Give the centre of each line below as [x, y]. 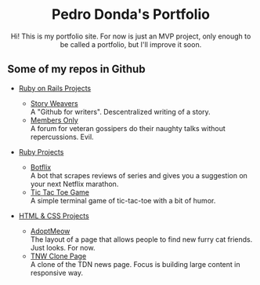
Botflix [41, 167]
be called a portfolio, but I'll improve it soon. [131, 44]
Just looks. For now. [63, 247]
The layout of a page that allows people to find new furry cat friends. [141, 239]
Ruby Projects [41, 152]
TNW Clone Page [58, 256]
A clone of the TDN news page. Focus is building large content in [135, 264]
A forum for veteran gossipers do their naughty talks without [128, 128]
